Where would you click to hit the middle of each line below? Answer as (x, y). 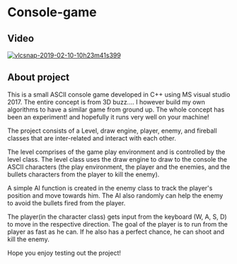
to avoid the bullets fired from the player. (67, 203)
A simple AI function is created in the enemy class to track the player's (110, 188)
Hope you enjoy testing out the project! (64, 253)
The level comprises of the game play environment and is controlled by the (116, 152)
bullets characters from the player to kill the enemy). (83, 174)
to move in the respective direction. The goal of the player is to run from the (118, 224)
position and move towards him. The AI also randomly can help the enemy (115, 196)
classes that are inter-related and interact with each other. (92, 138)
